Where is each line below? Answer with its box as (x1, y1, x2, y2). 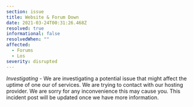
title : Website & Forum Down (6, 14, 79, 20)
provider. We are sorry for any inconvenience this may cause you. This (6, 87, 181, 95)
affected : (6, 42, 31, 48)
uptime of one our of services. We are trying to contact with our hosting (6, 81, 183, 88)
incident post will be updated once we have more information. (6, 93, 159, 101)
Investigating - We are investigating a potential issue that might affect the (6, 75, 187, 82)
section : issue (6, 8, 44, 15)
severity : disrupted (6, 58, 58, 64)
